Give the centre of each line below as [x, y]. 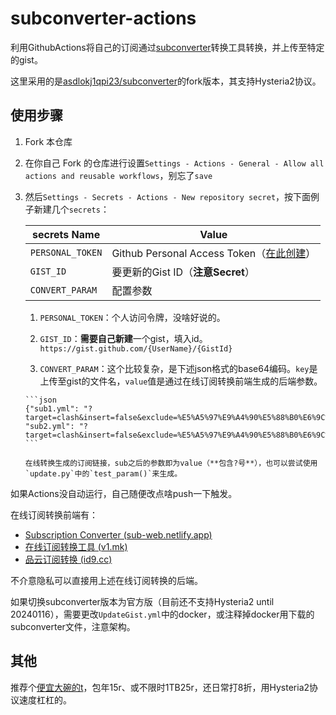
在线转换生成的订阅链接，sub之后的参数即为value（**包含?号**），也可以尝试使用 [171, 463]
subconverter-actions [103, 18]
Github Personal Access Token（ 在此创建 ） [214, 253]
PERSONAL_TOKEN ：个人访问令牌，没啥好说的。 [132, 317]
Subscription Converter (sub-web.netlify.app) [118, 534]
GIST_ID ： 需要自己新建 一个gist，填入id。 [123, 338]
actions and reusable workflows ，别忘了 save [118, 175]
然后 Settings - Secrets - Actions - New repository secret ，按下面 [168, 196]
